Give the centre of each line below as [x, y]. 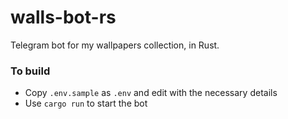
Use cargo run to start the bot [86, 103]
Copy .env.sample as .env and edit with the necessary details [151, 93]
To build [30, 71]
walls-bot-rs [63, 17]
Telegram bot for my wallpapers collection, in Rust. [115, 45]
